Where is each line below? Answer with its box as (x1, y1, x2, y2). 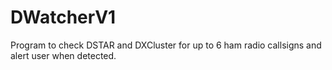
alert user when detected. (10, 49, 117, 61)
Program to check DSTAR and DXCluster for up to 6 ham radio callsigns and (10, 39, 322, 51)
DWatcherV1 (10, 6, 117, 29)
